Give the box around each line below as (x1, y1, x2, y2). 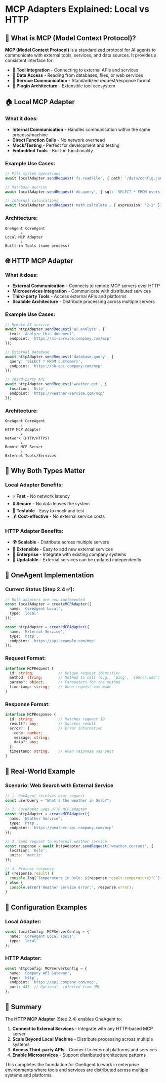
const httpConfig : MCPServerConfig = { (5, 966, 87, 971)
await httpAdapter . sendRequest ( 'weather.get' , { (5, 382, 107, 387)
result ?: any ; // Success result (9, 721, 96, 726)
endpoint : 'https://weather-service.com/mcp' (9, 391, 105, 396)
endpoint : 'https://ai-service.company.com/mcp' (9, 336, 112, 341)
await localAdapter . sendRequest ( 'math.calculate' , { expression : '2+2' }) (5, 203, 163, 208)
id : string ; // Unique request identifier (9, 670, 121, 675)
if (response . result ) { (5, 871, 54, 876)
